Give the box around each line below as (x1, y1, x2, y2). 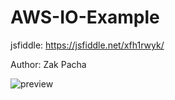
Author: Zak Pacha (10, 58, 87, 70)
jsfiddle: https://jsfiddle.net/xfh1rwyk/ (10, 39, 165, 51)
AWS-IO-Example (10, 6, 160, 29)
